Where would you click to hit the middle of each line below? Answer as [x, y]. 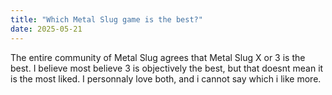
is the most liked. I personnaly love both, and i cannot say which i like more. [166, 78]
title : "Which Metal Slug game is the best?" [106, 19]
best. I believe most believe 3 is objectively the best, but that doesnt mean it [167, 68]
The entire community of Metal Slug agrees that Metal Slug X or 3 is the [158, 57]
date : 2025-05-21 [46, 29]
